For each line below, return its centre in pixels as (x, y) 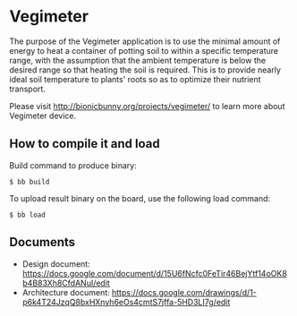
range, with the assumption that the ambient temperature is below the (138, 60)
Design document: (56, 264)
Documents (42, 242)
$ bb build (30, 182)
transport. (28, 89)
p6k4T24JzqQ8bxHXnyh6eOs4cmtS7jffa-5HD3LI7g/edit (126, 302)
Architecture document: (66, 292)
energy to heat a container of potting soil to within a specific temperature (144, 50)
